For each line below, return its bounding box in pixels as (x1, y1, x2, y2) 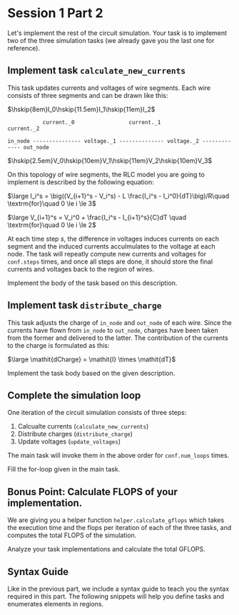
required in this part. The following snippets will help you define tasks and (7, 592, 225, 601)
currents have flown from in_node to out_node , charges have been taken (7, 326, 219, 334)
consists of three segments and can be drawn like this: (7, 91, 168, 99)
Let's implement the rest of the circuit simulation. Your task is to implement (7, 29, 227, 37)
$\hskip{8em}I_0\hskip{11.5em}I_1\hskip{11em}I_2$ (7, 105, 156, 114)
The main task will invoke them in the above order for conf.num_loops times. (7, 451, 230, 460)
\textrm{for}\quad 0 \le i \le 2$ (7, 220, 96, 229)
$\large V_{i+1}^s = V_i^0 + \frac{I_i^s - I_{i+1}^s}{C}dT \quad (7, 213, 187, 221)
